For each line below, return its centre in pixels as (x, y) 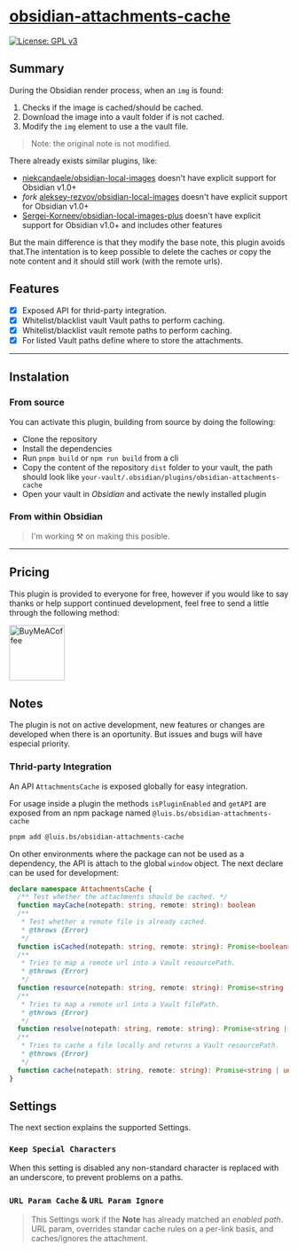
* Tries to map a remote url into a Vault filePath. (120, 1004)
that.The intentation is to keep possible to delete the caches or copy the (141, 251)
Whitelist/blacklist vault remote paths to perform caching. (127, 330)
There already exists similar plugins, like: (83, 161)
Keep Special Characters (63, 1150)
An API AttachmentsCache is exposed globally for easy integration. (129, 786)
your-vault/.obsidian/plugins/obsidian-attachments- (181, 477)
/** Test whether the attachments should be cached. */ (122, 897)
